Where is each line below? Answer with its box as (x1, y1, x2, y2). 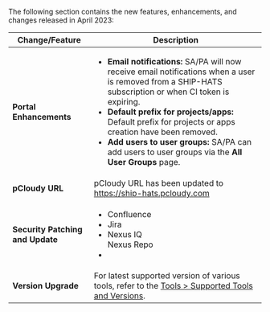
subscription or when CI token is (107, 86, 230, 97)
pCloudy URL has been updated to (93, 178, 223, 188)
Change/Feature (17, 35, 82, 45)
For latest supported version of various (93, 270, 241, 281)
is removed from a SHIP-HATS (107, 76, 223, 87)
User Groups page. (107, 157, 181, 167)
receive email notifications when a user (107, 66, 256, 77)
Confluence (107, 209, 152, 220)
